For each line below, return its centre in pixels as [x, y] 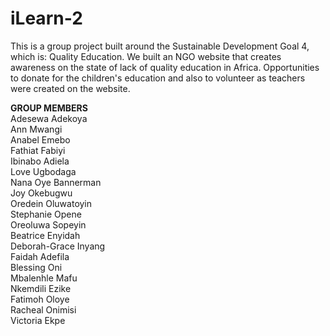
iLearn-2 [46, 18]
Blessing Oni [36, 267]
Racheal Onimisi [43, 309]
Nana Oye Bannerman [56, 182]
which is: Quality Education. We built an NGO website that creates [146, 56]
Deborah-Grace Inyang [58, 246]
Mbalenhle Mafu [44, 278]
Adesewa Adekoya [49, 118]
